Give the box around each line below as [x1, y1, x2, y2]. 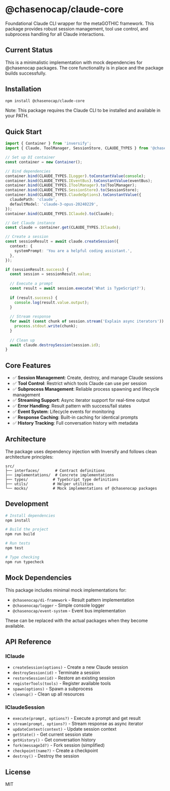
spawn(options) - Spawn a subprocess [12, 686, 93, 692]
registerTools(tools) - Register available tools [12, 680, 111, 686]
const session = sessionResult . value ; [10, 271, 92, 277]
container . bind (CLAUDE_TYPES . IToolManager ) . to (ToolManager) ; [5, 183, 137, 188]
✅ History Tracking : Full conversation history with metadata [12, 420, 138, 426]
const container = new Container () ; [5, 159, 82, 164]
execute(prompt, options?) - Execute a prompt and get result [12, 715, 141, 721]
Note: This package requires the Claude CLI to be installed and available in [5, 108, 161, 114]
